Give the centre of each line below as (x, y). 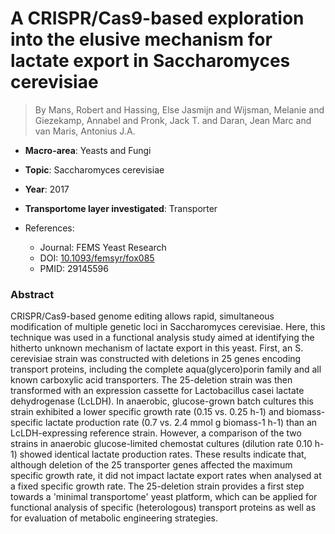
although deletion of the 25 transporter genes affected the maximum (151, 465)
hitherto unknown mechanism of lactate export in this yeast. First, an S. (157, 348)
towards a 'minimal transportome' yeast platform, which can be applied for (164, 497)
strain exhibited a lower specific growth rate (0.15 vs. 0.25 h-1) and (147, 412)
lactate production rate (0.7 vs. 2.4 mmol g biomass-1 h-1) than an (181, 423)
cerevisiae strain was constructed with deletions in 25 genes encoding (156, 359)
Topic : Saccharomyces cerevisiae (94, 169)
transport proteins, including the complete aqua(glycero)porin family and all (166, 369)
